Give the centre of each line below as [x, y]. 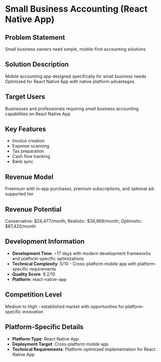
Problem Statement [35, 37]
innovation [33, 312]
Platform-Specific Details [44, 327]
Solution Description [37, 64]
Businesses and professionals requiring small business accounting [72, 108]
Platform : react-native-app [39, 279]
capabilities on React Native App [38, 114]
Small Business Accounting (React [76, 9]
